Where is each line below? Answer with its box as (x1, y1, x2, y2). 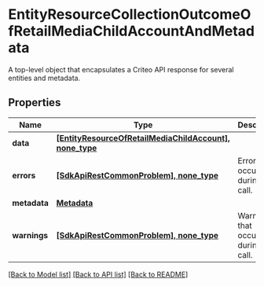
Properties (8, 96, 61, 109)
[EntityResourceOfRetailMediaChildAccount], (56, 132, 230, 143)
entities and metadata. (8, 73, 81, 82)
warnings (12, 229, 49, 240)
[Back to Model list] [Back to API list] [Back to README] (8, 269, 189, 279)
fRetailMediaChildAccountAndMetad (8, 22, 255, 40)
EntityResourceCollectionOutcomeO (8, 5, 251, 24)
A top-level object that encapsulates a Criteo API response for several (8, 64, 234, 74)
